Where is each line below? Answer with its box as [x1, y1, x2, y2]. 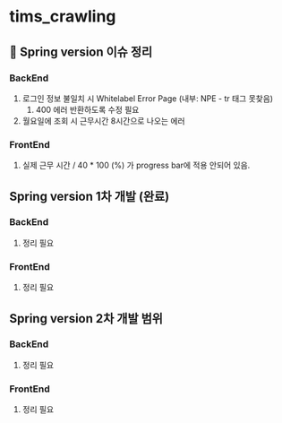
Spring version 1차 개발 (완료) [9, 188, 170, 203]
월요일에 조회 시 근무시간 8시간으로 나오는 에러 [21, 115, 185, 126]
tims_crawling [9, 6, 116, 27]
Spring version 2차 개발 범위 [9, 311, 164, 326]
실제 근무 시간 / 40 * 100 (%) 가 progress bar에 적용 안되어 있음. [21, 160, 251, 171]
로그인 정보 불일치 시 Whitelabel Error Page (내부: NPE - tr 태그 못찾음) [21, 92, 274, 104]
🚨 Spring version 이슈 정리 [9, 44, 153, 59]
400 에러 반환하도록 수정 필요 [35, 104, 140, 115]
